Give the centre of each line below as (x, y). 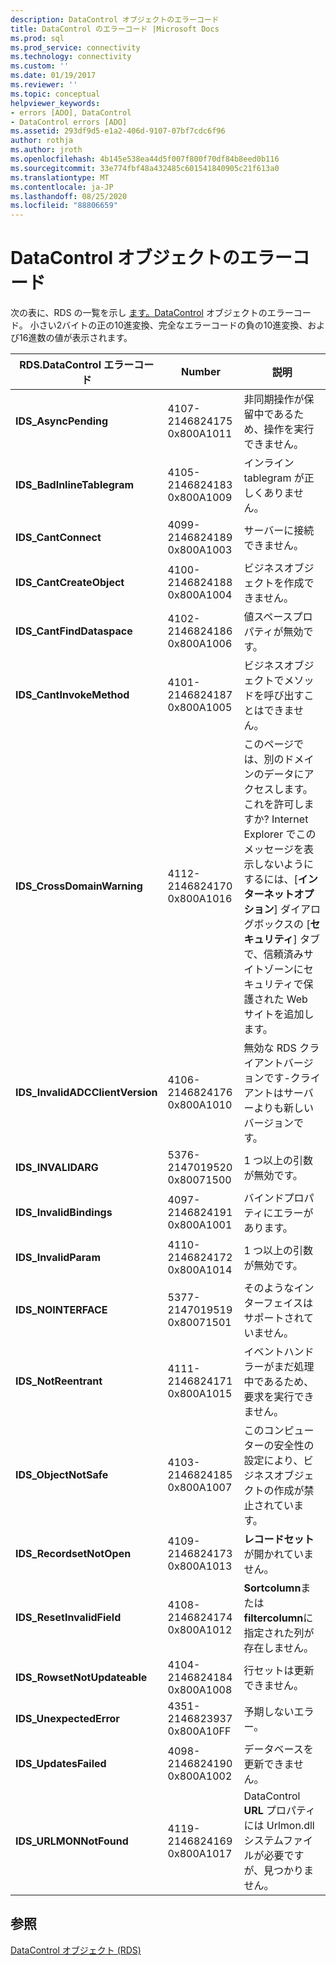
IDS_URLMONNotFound (72, 1841)
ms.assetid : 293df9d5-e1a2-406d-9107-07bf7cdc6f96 (118, 131)
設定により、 (273, 1461)
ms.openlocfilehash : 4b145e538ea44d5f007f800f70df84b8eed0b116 (145, 159)
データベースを (278, 1749)
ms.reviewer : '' (44, 85)
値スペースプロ (278, 617)
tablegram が (274, 478)
